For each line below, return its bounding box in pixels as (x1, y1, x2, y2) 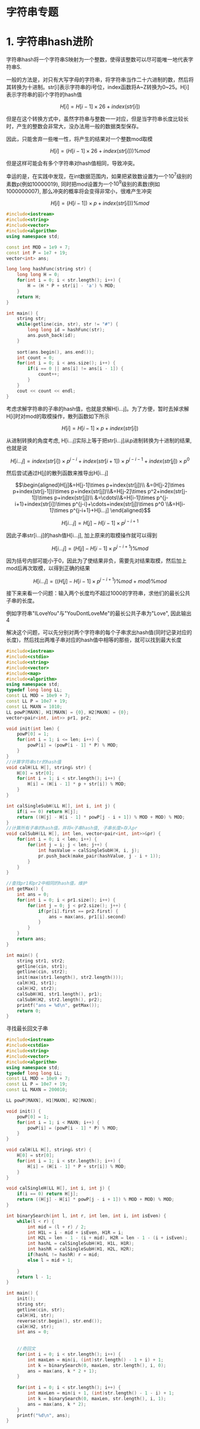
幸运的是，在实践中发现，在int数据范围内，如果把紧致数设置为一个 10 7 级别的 (6, 171, 192, 180)
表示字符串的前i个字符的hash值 (6, 91, 82, 99)
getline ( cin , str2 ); (17, 969, 68, 975)
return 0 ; (17, 1007, 42, 1014)
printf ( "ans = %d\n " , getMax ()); (17, 1002, 100, 1008)
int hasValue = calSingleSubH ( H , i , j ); (37, 847, 140, 853)
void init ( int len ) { (6, 726, 60, 732)
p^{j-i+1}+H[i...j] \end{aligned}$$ (70, 507, 151, 514)
